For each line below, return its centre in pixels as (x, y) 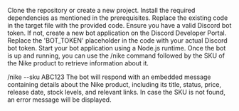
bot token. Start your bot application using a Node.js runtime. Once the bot (117, 48)
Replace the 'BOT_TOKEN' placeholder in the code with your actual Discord (117, 41)
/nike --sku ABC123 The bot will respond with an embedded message (109, 77)
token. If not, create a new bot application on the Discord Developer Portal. (117, 33)
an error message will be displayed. (59, 100)
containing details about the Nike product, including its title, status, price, (115, 84)
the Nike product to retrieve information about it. (78, 63)
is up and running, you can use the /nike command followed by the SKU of (116, 55)
